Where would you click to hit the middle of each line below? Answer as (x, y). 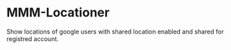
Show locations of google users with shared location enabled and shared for (115, 32)
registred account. (33, 38)
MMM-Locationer (58, 13)
